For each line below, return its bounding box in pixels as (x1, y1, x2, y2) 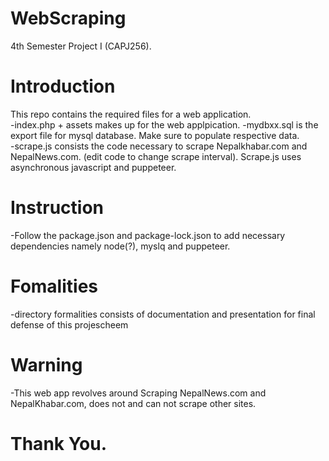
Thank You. (10, 432, 108, 455)
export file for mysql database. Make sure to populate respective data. (10, 129, 300, 141)
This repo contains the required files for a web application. (10, 108, 252, 120)
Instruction (10, 197, 104, 219)
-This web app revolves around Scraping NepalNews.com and (10, 387, 267, 399)
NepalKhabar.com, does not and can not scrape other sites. (10, 397, 257, 409)
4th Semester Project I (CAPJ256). (10, 40, 152, 52)
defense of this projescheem (10, 318, 129, 331)
